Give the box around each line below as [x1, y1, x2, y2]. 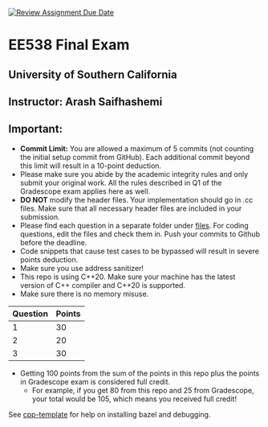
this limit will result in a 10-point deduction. [19, 161, 162, 170]
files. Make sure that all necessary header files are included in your [19, 203, 242, 213]
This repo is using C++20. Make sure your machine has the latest [19, 272, 236, 281]
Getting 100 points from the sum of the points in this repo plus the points [19, 368, 260, 378]
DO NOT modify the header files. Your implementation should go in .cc [19, 195, 254, 204]
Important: [8, 122, 63, 136]
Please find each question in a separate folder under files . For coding [19, 220, 249, 230]
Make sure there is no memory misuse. [19, 289, 149, 298]
